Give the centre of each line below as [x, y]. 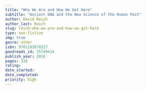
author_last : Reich [25, 24]
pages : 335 [16, 61]
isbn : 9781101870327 [27, 47]
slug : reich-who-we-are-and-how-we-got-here [52, 28]
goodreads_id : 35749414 [30, 51]
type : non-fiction [24, 33]
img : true [15, 38]
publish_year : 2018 [25, 56]
